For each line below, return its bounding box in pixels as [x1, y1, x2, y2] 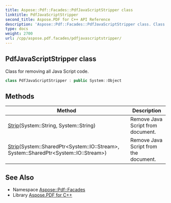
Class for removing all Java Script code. [5, 68, 89, 74]
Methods [5, 92, 35, 101]
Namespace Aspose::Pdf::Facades [12, 187, 85, 193]
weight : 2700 [5, 31, 33, 36]
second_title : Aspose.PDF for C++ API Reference [5, 17, 110, 22]
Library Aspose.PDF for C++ [12, 192, 73, 198]
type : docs [5, 26, 28, 32]
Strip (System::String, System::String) [8, 122, 96, 129]
